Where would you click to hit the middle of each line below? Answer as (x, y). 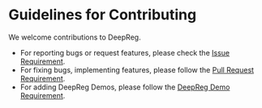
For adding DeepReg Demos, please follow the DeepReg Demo (125, 87)
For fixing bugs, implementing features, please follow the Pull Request (137, 69)
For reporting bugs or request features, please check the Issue (125, 52)
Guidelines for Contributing (103, 15)
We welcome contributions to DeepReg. (75, 37)
